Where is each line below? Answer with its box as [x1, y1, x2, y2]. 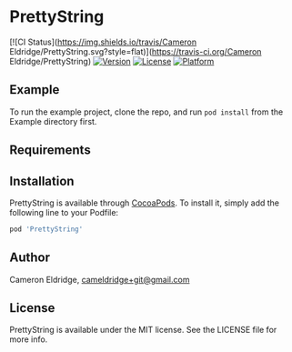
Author [9, 250, 50, 266]
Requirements [9, 143, 91, 158]
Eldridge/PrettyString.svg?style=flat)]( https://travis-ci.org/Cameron [9, 45, 262, 56]
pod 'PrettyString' [9, 225, 84, 234]
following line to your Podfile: [9, 206, 119, 217]
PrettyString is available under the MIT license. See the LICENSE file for [9, 325, 277, 336]
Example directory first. [9, 116, 97, 126]
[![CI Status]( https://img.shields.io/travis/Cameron [9, 36, 197, 47]
